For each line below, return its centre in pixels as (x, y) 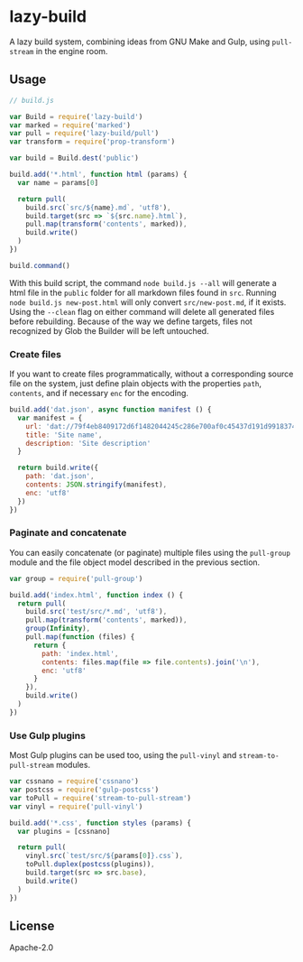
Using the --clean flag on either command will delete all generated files (142, 311)
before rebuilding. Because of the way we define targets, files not (131, 321)
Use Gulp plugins (47, 735)
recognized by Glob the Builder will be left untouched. (109, 330)
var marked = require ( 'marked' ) (70, 125)
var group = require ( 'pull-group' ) (76, 578)
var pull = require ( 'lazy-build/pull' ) (84, 134)
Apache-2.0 (32, 948)
